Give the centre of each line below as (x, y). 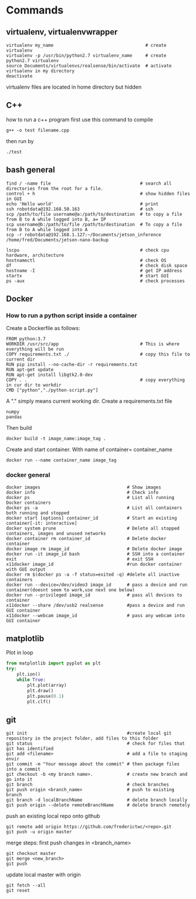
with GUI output (26, 569)
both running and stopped (38, 513)
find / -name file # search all (89, 183)
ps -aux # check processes (95, 281)
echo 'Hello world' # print (82, 204)
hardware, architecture (35, 255)
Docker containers (28, 503)
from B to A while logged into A (47, 229)
